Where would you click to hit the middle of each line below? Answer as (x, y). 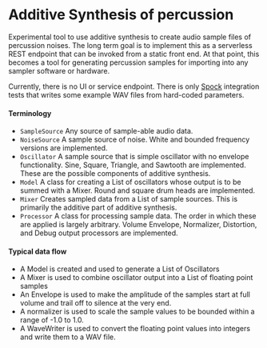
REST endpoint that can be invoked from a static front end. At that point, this (134, 54)
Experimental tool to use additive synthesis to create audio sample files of (130, 37)
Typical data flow (38, 251)
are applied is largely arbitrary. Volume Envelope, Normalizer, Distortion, (138, 225)
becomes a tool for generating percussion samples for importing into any (128, 62)
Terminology (30, 113)
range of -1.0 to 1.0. (52, 320)
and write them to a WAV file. (68, 337)
